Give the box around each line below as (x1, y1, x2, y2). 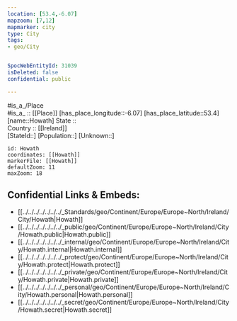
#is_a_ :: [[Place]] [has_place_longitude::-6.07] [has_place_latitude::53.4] (7, 108, 219, 117)
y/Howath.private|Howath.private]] (17, 276, 119, 284)
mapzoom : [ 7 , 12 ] (7, 17, 55, 24)
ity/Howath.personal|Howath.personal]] (17, 291, 133, 299)
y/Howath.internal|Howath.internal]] (17, 245, 122, 254)
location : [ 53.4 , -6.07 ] (7, 10, 78, 18)
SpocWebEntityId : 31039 (7, 62, 78, 69)
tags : (7, 37, 23, 44)
